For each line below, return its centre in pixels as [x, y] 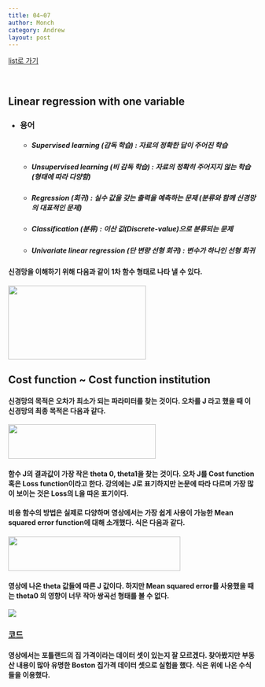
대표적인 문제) [61, 207]
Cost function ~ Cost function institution [109, 380]
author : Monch [31, 23]
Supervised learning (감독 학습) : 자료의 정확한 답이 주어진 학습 [129, 146]
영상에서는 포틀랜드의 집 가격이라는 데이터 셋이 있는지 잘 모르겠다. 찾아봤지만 [125, 655]
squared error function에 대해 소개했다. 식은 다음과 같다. [97, 523]
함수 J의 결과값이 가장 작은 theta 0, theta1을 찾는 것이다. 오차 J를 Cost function [131, 474]
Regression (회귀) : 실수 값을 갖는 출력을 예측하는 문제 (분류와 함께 [133, 198]
